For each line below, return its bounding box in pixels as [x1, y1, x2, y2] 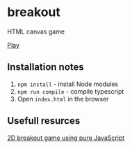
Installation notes [7, 61, 85, 73]
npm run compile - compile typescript [17, 87, 124, 95]
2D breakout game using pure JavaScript [7, 134, 125, 142]
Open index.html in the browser [17, 94, 109, 103]
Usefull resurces [7, 115, 81, 127]
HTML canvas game [7, 27, 65, 36]
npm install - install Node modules [17, 80, 119, 88]
